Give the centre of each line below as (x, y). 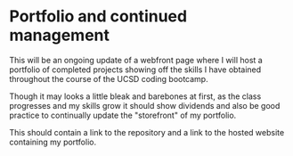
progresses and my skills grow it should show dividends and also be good (145, 105)
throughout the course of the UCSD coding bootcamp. (109, 78)
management (59, 35)
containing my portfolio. (53, 142)
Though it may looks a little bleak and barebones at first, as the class (135, 96)
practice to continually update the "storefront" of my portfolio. (123, 115)
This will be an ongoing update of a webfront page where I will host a (136, 60)
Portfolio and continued (98, 16)
